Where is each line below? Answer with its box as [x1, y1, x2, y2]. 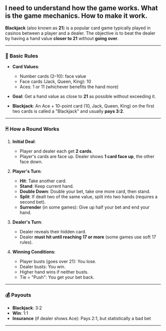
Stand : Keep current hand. [19, 183, 74, 189]
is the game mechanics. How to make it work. [5, 12, 148, 20]
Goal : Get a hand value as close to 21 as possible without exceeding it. [12, 94, 156, 100]
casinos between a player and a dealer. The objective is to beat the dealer [5, 30, 156, 36]
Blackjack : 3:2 [12, 305, 42, 311]
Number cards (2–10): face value [19, 73, 86, 79]
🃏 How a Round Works [5, 126, 60, 133]
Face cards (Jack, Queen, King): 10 [19, 79, 91, 85]
